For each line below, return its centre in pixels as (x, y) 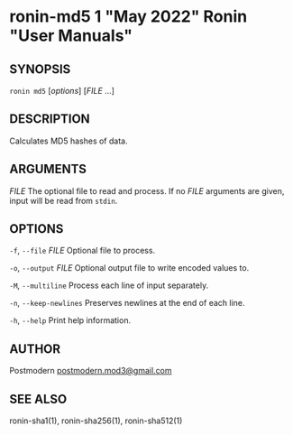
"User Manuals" (71, 36)
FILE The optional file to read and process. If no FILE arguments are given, (147, 190)
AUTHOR (35, 349)
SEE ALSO (38, 399)
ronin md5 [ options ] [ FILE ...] (62, 91)
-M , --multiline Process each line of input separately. (109, 285)
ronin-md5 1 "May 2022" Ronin (128, 17)
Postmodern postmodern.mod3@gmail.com (91, 371)
